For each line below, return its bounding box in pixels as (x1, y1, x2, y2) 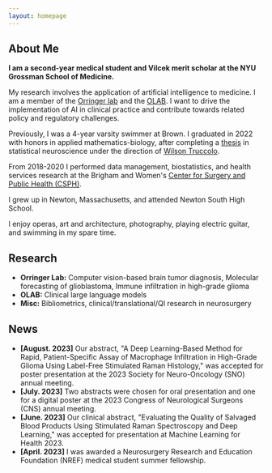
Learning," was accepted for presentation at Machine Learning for (19, 430, 241, 440)
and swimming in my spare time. (8, 228, 117, 237)
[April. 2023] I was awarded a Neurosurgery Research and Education (19, 447, 253, 457)
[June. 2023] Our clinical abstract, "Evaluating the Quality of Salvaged (19, 412, 257, 422)
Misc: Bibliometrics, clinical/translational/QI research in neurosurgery (19, 299, 253, 309)
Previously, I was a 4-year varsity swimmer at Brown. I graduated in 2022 (8, 129, 253, 138)
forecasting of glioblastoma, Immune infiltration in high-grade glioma (19, 281, 249, 292)
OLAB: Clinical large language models (19, 290, 147, 300)
